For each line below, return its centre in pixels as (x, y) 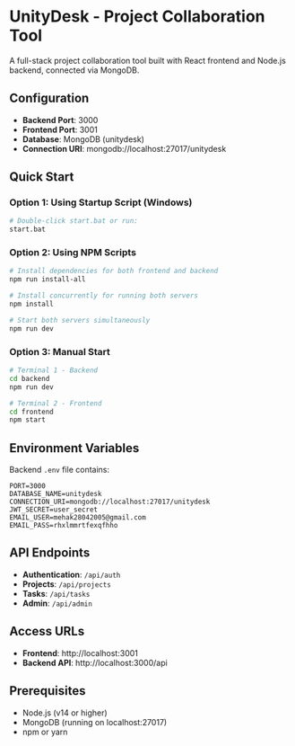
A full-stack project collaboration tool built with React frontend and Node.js (148, 60)
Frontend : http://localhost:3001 (80, 653)
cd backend (30, 378)
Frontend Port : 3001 (60, 129)
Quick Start (42, 177)
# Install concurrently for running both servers (104, 296)
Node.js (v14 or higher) (65, 713)
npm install (31, 304)
